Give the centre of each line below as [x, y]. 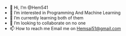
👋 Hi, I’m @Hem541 [29, 8]
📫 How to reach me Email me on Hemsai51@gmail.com [65, 28]
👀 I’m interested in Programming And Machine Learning [65, 13]
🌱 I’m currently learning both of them [46, 18]
